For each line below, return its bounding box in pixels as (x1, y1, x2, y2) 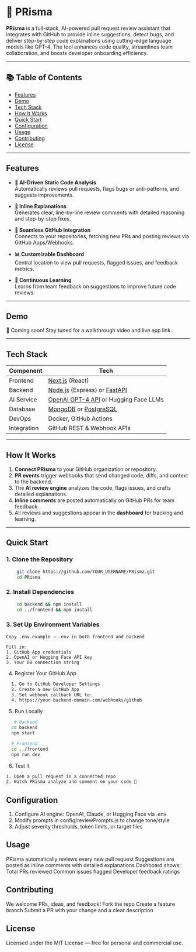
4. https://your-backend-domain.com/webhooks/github (11, 697, 142, 703)
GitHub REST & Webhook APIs (48, 424, 131, 432)
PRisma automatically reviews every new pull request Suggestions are (6, 855, 174, 862)
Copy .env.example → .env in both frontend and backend (6, 634, 145, 640)
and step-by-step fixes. (14, 215, 71, 222)
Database (9, 405, 36, 413)
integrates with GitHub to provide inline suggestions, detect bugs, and (6, 30, 174, 37)
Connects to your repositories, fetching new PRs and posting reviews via (14, 232, 190, 239)
